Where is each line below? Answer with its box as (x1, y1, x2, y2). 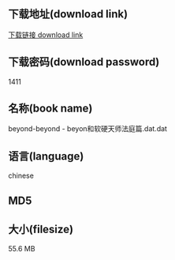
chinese (8, 171, 34, 180)
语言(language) (8, 149, 84, 163)
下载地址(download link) (8, 7, 128, 21)
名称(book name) (8, 102, 93, 115)
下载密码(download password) (8, 55, 160, 69)
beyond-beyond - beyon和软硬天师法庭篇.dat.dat (8, 124, 168, 134)
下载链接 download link (8, 30, 84, 40)
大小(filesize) (8, 223, 73, 236)
